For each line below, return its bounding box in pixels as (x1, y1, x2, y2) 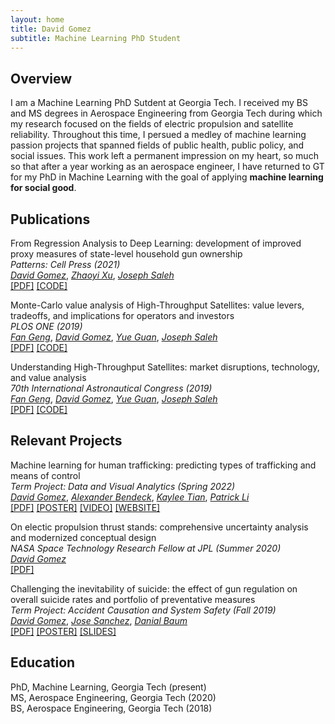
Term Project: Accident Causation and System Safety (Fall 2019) (10, 604, 277, 616)
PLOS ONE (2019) (10, 321, 83, 332)
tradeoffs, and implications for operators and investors (10, 310, 235, 321)
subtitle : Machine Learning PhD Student (10, 33, 182, 43)
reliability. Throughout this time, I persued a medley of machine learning (10, 129, 307, 141)
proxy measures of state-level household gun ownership (10, 248, 243, 260)
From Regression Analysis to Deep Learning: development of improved (10, 237, 302, 249)
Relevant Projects (10, 432, 123, 450)
